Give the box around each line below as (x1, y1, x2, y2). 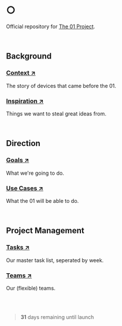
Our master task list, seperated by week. (6, 256, 104, 264)
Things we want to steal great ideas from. (6, 110, 107, 117)
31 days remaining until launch (20, 313, 94, 320)
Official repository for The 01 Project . (6, 23, 96, 30)
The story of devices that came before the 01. (6, 82, 116, 89)
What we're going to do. (6, 169, 65, 176)
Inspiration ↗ (6, 97, 44, 105)
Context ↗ (6, 69, 36, 77)
